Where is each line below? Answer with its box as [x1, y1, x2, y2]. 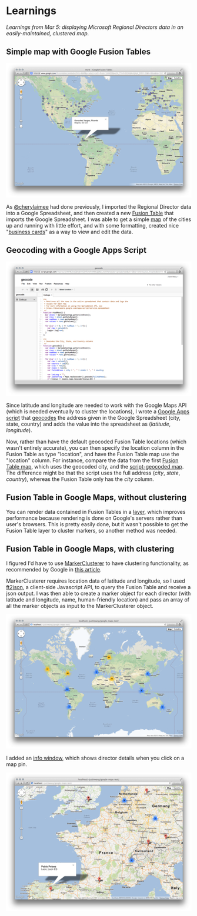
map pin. [6, 760, 28, 768]
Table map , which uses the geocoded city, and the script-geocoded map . [6, 463, 184, 470]
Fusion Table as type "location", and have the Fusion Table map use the [6, 450, 179, 457]
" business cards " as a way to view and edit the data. [6, 228, 133, 235]
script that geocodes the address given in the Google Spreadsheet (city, [6, 414, 181, 421]
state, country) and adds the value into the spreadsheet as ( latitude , [6, 420, 171, 427]
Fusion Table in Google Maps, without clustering [6, 493, 187, 503]
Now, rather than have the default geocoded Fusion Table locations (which [6, 438, 187, 445]
